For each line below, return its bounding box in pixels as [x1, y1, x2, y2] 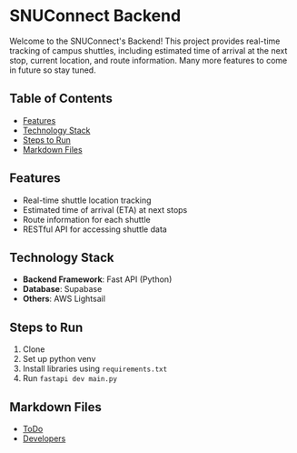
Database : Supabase [22, 284, 103, 295]
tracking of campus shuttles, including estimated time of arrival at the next [9, 45, 288, 55]
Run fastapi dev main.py [22, 373, 118, 384]
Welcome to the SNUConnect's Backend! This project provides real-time [9, 35, 281, 46]
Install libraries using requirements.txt [22, 363, 168, 374]
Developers [22, 433, 66, 444]
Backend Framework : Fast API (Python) [22, 274, 173, 285]
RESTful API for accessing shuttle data [22, 224, 168, 235]
